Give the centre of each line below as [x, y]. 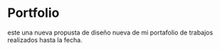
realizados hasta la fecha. [45, 39]
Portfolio [33, 13]
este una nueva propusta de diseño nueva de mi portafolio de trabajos [110, 32]
